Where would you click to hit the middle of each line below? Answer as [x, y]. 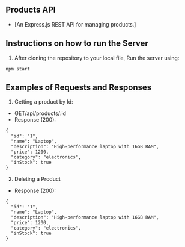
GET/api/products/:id [40, 113]
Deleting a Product [37, 179]
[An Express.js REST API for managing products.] [75, 24]
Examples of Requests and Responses [79, 88]
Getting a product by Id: [44, 102]
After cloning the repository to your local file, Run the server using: [97, 58]
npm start [18, 69]
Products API [31, 10]
